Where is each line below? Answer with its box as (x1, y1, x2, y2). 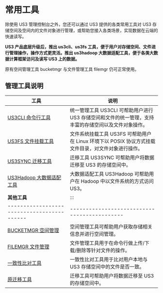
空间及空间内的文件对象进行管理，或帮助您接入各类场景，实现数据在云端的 (9, 27, 158, 33)
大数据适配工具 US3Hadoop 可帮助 (69, 170, 149, 177)
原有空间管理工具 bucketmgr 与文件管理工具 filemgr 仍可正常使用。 (5, 66, 139, 72)
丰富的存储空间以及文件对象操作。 (69, 121, 148, 128)
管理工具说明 (5, 82, 44, 90)
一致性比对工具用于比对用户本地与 (69, 256, 148, 262)
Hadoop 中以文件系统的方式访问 (81, 178, 154, 184)
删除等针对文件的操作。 (76, 247, 130, 254)
